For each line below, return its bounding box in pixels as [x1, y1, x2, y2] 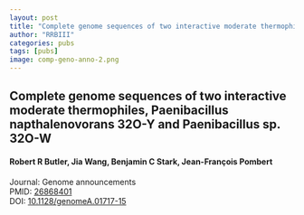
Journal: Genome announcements [9, 176, 137, 187]
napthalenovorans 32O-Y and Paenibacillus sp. [9, 117, 280, 132]
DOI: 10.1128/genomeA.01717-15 [9, 195, 127, 206]
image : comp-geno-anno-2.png [9, 55, 119, 64]
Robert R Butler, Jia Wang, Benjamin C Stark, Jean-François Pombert [9, 155, 273, 167]
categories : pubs [9, 38, 75, 48]
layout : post [9, 13, 59, 23]
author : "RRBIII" [9, 30, 75, 39]
